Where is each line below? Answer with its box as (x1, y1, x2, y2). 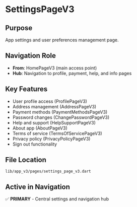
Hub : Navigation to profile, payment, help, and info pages (12, 70, 132, 76)
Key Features (5, 85, 48, 94)
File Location (5, 156, 47, 164)
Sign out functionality (12, 141, 57, 147)
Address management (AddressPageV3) (12, 103, 97, 109)
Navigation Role (5, 51, 56, 60)
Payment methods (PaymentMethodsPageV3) (12, 109, 108, 115)
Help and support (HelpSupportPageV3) (12, 119, 96, 125)
